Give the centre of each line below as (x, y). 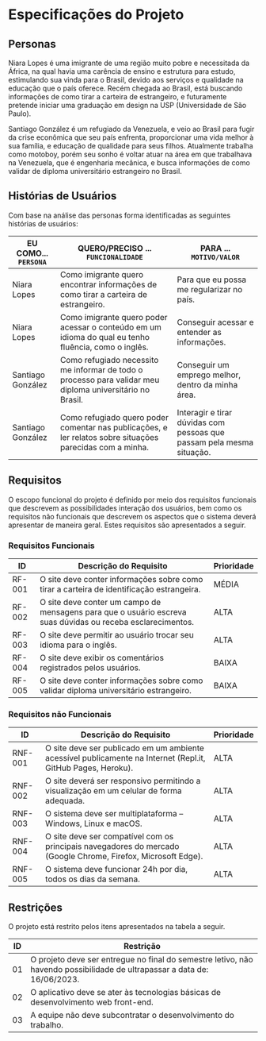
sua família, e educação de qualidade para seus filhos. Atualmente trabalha (131, 146)
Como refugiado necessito (109, 360)
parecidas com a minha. (104, 447)
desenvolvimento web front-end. (92, 1002)
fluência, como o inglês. (104, 347)
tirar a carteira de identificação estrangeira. (120, 589)
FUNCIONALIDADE (115, 257)
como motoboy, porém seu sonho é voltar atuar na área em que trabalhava (130, 154)
